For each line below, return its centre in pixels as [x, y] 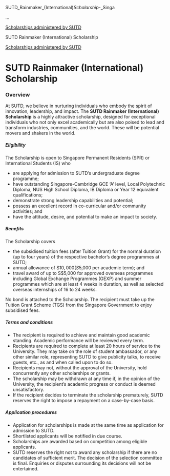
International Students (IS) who [38, 163]
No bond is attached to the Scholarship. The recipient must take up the [80, 300]
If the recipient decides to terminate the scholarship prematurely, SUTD [88, 395]
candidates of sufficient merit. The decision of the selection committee [87, 458]
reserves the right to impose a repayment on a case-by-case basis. [84, 401]
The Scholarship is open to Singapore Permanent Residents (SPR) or [78, 158]
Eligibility [15, 145]
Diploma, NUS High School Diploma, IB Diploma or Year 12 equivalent [86, 190]
